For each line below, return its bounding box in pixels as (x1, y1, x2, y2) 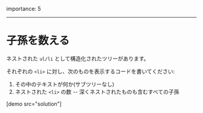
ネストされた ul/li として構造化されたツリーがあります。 (6, 54, 149, 62)
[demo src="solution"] (6, 100, 62, 108)
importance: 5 (6, 5, 41, 12)
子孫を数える (6, 34, 70, 48)
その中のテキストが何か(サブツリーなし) (14, 80, 115, 88)
